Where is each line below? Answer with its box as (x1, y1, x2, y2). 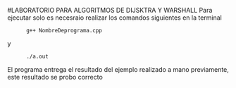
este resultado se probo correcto (7, 73, 104, 81)
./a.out (25, 53, 49, 60)
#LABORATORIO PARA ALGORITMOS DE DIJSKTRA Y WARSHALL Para (7, 6, 213, 14)
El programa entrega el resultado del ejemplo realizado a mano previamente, (7, 65, 229, 73)
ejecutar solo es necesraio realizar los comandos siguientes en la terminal (7, 13, 222, 22)
